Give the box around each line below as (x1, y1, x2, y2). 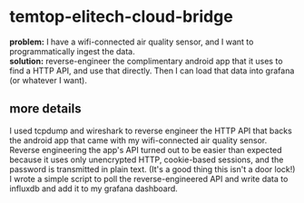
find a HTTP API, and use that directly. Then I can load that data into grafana (9, 65, 295, 76)
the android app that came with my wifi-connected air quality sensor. (9, 134, 268, 146)
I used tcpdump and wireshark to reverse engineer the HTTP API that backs (9, 125, 292, 136)
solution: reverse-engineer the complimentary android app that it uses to (9, 55, 283, 66)
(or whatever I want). (9, 74, 88, 85)
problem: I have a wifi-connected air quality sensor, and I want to (9, 36, 254, 47)
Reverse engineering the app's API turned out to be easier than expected (9, 144, 282, 155)
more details (9, 101, 82, 117)
